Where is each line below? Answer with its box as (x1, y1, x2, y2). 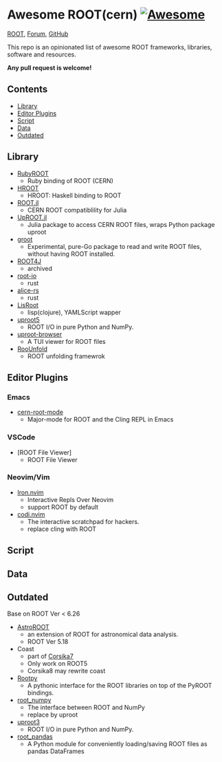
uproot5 (16, 315, 40, 323)
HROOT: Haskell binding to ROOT (27, 191, 122, 199)
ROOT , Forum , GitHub (7, 30, 69, 38)
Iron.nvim (16, 488, 44, 497)
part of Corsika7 (27, 652, 74, 660)
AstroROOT (16, 623, 49, 631)
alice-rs (16, 286, 39, 294)
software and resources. (7, 50, 77, 58)
